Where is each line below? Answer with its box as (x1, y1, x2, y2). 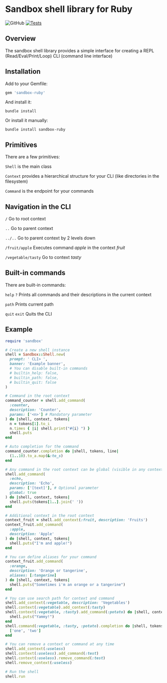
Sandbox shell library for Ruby (5, 3, 133, 15)
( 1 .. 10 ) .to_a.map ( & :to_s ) (9, 453, 64, 458)
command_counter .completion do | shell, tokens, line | (5, 449, 119, 454)
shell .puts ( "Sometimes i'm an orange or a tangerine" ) (9, 582, 126, 587)
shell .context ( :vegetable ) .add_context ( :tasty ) (5, 605, 106, 610)
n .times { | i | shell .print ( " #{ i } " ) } (9, 426, 90, 431)
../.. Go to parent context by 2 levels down (5, 235, 96, 241)
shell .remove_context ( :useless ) (5, 660, 72, 665)
